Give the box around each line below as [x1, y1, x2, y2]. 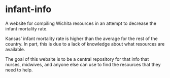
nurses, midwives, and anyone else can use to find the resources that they [5, 61, 161, 67]
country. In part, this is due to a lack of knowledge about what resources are [5, 41, 165, 47]
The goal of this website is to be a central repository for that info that [5, 56, 149, 62]
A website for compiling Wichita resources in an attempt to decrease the [5, 20, 156, 26]
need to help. [5, 67, 33, 73]
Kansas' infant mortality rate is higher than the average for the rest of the [5, 35, 158, 42]
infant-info [5, 4, 52, 15]
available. [5, 46, 25, 52]
